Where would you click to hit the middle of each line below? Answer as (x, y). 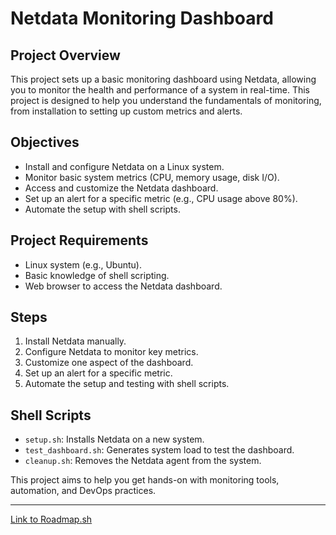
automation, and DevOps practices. (83, 491)
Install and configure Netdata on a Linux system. (124, 166)
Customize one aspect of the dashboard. (109, 363)
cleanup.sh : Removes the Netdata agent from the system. (143, 461)
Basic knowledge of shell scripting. (97, 275)
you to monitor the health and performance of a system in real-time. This (160, 90)
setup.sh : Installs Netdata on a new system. (114, 439)
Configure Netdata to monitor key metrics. (111, 352)
